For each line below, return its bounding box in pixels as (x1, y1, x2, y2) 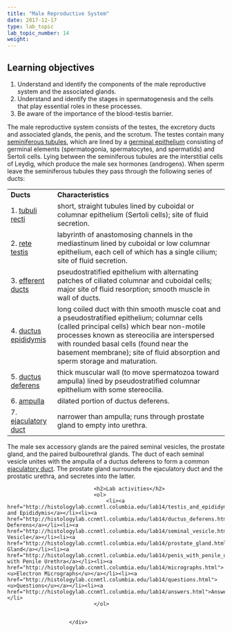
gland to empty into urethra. (57, 420, 147, 430)
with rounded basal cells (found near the (57, 339, 188, 349)
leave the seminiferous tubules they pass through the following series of (7, 167, 213, 175)
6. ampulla (10, 396, 45, 405)
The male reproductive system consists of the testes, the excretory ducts (7, 123, 215, 131)
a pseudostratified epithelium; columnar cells (57, 313, 204, 322)
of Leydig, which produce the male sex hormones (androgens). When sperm (7, 159, 224, 168)
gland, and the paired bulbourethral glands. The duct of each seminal (7, 450, 204, 458)
